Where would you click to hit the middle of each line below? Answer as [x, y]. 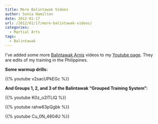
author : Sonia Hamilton [29, 14]
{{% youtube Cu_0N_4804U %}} [37, 116]
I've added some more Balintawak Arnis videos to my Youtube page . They [79, 55]
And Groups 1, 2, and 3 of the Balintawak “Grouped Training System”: [77, 88]
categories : [17, 28]
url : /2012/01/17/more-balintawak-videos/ [49, 23]
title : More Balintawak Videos [37, 9]
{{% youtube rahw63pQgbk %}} [37, 107]
